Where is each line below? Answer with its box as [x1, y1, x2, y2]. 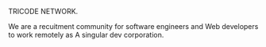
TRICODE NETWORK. [8, 7, 79, 16]
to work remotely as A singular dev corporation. [8, 31, 164, 39]
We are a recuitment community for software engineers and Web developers [8, 22, 259, 31]
